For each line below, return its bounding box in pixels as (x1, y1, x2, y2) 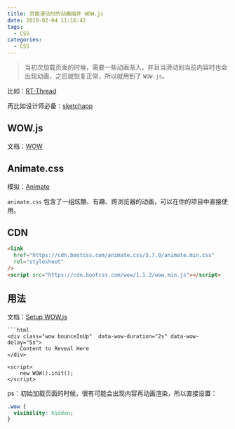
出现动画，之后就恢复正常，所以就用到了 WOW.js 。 (24, 72, 168, 80)
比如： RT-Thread (7, 87, 57, 95)
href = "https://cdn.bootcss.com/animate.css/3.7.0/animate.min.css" (13, 252, 215, 259)
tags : (7, 23, 23, 30)
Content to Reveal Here (20, 345, 90, 352)
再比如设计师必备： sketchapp (7, 102, 93, 110)
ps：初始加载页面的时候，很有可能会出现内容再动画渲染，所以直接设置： (7, 389, 217, 397)
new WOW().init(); (20, 369, 74, 376)
